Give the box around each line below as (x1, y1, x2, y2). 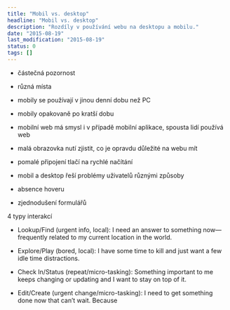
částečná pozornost (17, 68, 76, 77)
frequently (17, 233, 48, 241)
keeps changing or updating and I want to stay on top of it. (17, 275, 187, 283)
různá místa (17, 82, 52, 90)
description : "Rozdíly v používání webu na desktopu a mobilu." (7, 23, 199, 30)
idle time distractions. (17, 254, 80, 262)
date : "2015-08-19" (7, 29, 65, 37)
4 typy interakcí (7, 212, 53, 220)
